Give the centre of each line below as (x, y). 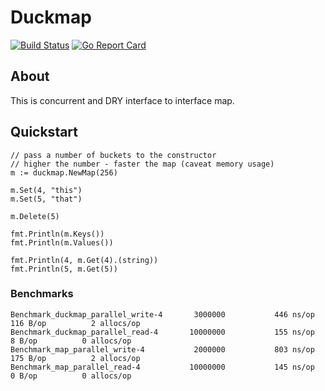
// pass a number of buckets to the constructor (113, 155)
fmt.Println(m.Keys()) (57, 234)
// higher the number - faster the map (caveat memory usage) (142, 164)
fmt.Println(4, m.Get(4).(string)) (84, 260)
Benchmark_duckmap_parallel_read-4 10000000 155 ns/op (162, 332)
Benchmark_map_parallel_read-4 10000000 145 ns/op (162, 367)
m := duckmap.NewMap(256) (64, 172)
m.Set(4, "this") (46, 190)
